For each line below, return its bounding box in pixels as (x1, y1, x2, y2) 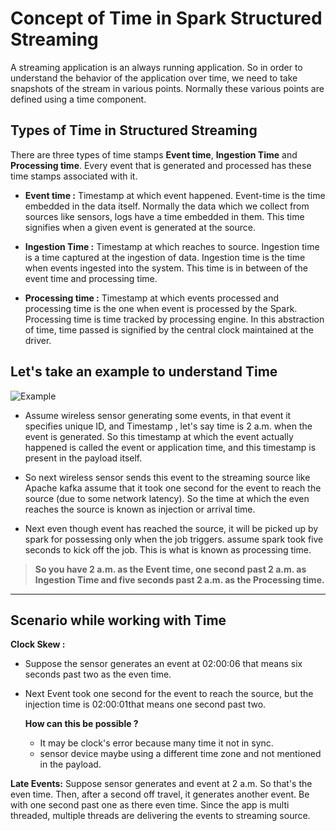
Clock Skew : (10, 638, 66, 651)
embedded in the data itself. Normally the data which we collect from (24, 200, 310, 212)
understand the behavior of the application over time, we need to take (10, 72, 298, 84)
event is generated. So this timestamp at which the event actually (24, 430, 294, 442)
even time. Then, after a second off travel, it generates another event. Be (10, 788, 310, 801)
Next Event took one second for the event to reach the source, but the (24, 688, 314, 700)
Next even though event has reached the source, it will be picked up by (24, 522, 319, 534)
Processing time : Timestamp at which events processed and (24, 292, 279, 304)
